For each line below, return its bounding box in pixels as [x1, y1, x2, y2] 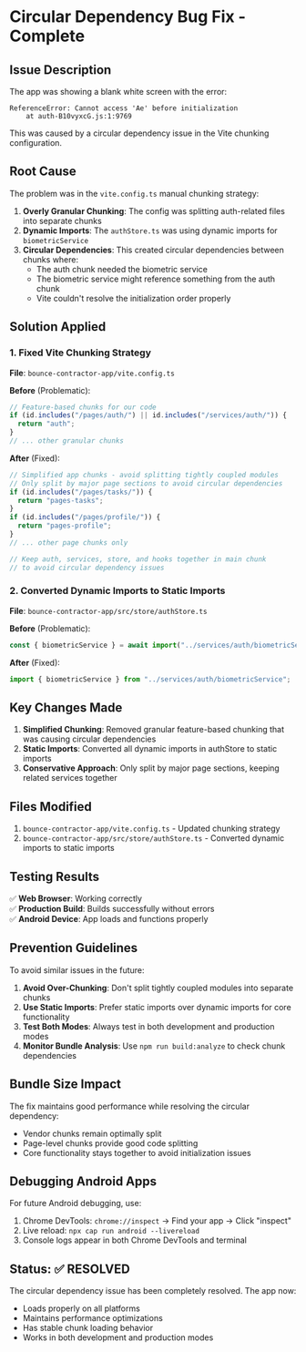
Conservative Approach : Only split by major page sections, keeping [22, 763, 280, 773]
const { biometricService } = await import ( [9, 640, 181, 650]
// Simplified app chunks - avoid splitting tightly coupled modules [9, 470, 280, 479]
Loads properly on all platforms [22, 1303, 141, 1314]
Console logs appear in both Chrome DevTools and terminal [22, 1234, 248, 1245]
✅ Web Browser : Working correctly [9, 893, 143, 904]
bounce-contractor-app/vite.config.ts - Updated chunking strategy [22, 823, 280, 835]
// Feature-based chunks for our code [9, 403, 157, 412]
